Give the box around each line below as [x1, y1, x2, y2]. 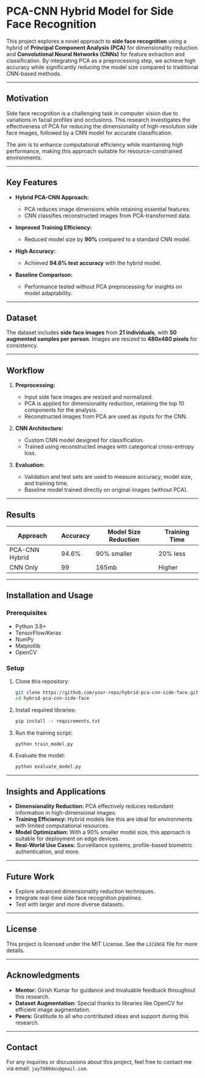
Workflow [6, 365, 45, 376]
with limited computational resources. [15, 822, 110, 829]
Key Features [6, 177, 58, 188]
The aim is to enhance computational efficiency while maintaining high [6, 140, 184, 148]
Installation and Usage [6, 591, 93, 601]
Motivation [6, 93, 49, 104]
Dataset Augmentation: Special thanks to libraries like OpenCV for [15, 999, 184, 1007]
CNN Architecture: [15, 424, 64, 432]
